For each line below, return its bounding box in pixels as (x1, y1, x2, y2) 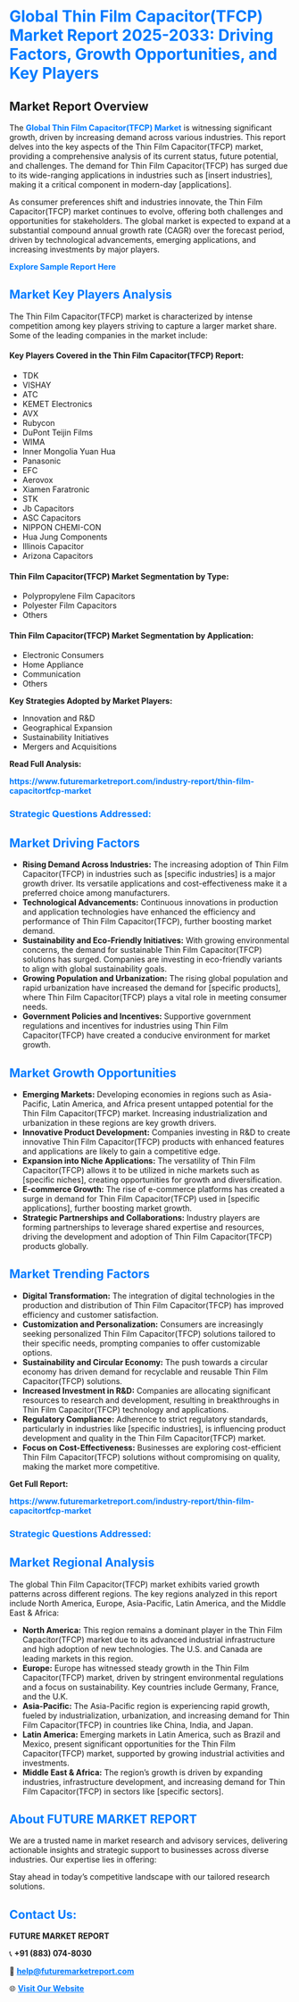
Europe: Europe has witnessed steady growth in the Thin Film (21, 1663, 250, 1673)
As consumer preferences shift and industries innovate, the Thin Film (9, 196, 263, 207)
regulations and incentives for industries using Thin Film (21, 1021, 229, 1031)
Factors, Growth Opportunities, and (9, 45, 278, 64)
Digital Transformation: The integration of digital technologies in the (21, 1290, 275, 1301)
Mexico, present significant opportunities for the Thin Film (21, 1739, 237, 1749)
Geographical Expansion (21, 722, 113, 733)
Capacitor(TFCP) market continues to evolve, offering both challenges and (9, 206, 284, 216)
